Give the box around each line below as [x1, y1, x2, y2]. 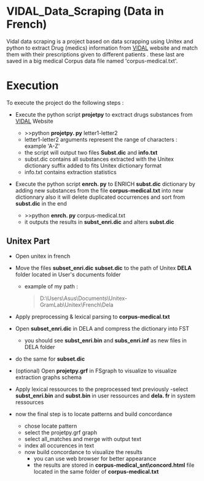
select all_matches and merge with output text [24, 435, 141, 442]
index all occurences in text [24, 442, 94, 449]
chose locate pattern [24, 422, 77, 429]
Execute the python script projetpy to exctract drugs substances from [15, 110, 193, 118]
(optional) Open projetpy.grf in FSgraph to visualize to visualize [15, 367, 177, 374]
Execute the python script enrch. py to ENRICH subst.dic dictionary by [15, 180, 195, 188]
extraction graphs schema [15, 373, 82, 381]
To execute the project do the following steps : [6, 99, 124, 106]
